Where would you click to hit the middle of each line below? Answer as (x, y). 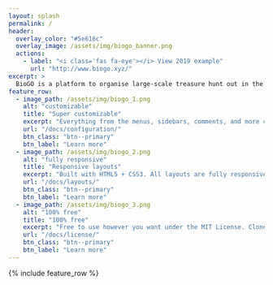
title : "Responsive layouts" (72, 167)
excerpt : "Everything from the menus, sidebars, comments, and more (141, 122)
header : (22, 31)
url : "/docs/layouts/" (61, 182)
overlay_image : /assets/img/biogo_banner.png (94, 46)
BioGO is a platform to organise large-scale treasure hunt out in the (140, 84)
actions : (30, 54)
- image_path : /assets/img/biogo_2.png (83, 152)
